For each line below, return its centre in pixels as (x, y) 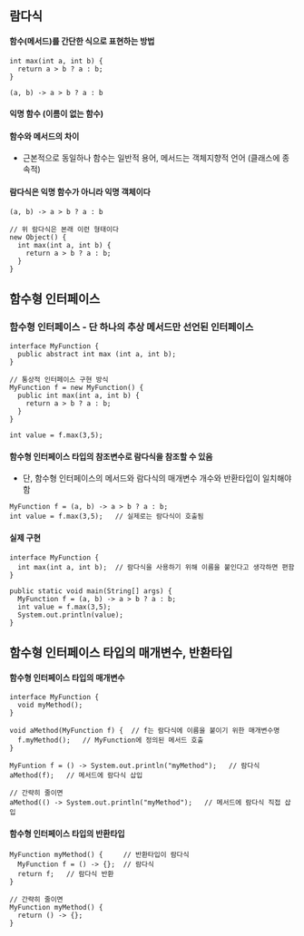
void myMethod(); (50, 706)
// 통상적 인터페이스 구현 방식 (59, 380)
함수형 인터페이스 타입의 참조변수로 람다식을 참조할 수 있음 (111, 456)
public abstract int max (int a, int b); (97, 355)
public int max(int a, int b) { (79, 396)
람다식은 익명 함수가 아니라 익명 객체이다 (80, 191)
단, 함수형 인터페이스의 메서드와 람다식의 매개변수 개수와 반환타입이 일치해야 (157, 478)
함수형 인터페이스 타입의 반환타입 (67, 834)
